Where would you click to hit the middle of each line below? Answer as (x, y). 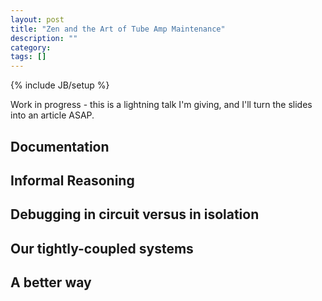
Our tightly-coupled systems (102, 248)
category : (31, 47)
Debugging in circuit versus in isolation (135, 214)
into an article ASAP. (52, 115)
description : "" (44, 38)
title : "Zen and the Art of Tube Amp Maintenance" (118, 29)
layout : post (37, 19)
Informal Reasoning (72, 180)
